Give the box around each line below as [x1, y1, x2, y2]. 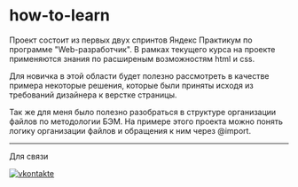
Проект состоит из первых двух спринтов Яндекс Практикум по [9, 35, 253, 45]
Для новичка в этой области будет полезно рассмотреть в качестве [9, 70, 270, 81]
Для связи [9, 151, 49, 161]
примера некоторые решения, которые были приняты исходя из [9, 80, 255, 90]
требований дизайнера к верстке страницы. [9, 90, 177, 100]
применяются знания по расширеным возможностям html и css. [9, 53, 255, 64]
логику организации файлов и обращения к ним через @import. [9, 125, 251, 136]
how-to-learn [9, 5, 111, 26]
